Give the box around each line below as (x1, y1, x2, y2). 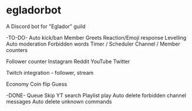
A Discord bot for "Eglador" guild (6, 23, 86, 30)
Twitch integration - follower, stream (6, 69, 94, 76)
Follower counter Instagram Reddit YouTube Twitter (6, 58, 130, 65)
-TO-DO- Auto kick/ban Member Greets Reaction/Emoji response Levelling (6, 34, 187, 41)
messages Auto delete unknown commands (6, 98, 113, 105)
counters (6, 46, 28, 53)
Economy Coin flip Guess (6, 80, 68, 88)
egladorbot (6, 4, 62, 17)
